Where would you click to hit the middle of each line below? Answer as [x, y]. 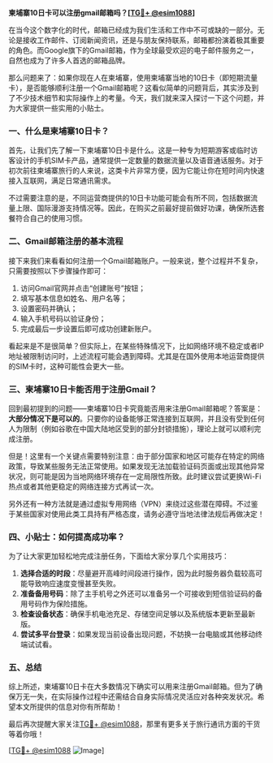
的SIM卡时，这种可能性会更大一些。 [68, 366]
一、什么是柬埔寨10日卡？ [59, 131]
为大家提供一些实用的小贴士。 [58, 108]
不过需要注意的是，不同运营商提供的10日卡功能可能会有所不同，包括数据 [130, 198]
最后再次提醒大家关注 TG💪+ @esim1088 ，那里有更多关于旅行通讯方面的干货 [134, 724]
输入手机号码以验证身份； [63, 318]
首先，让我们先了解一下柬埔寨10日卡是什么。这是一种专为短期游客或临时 [130, 150]
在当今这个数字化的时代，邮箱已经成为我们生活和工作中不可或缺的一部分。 [133, 30]
